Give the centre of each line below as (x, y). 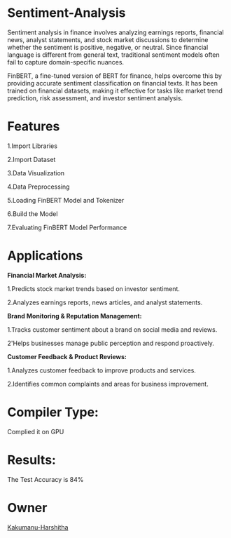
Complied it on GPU (36, 431)
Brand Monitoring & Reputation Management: (75, 316)
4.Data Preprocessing (38, 187)
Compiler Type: (53, 412)
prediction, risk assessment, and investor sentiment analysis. (95, 98)
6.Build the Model (33, 214)
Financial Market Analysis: (47, 275)
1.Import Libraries (33, 146)
